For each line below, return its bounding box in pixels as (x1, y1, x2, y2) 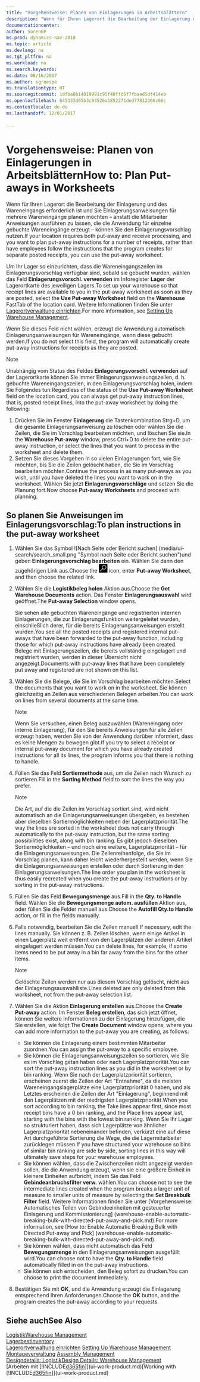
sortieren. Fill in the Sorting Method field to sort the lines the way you (14, 776, 185, 783)
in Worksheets (41, 181, 115, 194)
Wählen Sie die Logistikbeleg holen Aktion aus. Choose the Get (14, 585, 170, 592)
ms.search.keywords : (6, 66, 58, 72)
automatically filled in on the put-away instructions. (23, 1262, 150, 1269)
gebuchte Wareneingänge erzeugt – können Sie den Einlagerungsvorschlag (6, 226, 192, 233)
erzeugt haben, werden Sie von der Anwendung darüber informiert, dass (14, 732, 193, 740)
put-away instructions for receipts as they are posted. (6, 344, 138, 351)
